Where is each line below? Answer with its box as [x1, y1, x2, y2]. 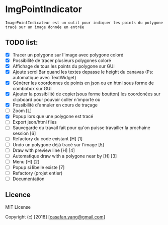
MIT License [5, 204, 31, 210]
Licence [5, 191, 31, 199]
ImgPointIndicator [5, 4, 82, 15]
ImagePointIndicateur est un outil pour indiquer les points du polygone [5, 20, 163, 25]
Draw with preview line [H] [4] [12, 147, 75, 153]
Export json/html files [12, 119, 57, 125]
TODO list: [5, 38, 38, 47]
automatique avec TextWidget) [12, 75, 76, 80]
